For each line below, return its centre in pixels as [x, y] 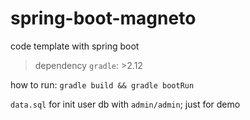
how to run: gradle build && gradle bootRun [102, 84]
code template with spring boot [75, 46]
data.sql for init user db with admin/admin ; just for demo [125, 104]
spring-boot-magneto [103, 18]
